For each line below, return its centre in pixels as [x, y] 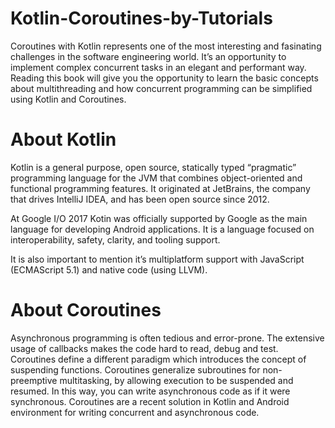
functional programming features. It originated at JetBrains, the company [160, 188]
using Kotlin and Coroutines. [68, 99]
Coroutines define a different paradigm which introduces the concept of [158, 359]
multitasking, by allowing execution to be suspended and [176, 380]
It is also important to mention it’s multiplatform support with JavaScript [157, 259]
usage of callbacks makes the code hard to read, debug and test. [144, 348]
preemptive [34, 380]
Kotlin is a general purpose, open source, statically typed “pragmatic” [153, 167]
